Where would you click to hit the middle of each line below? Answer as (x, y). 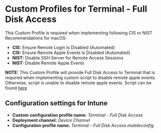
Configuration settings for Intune (56, 103)
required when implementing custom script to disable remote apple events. (81, 77)
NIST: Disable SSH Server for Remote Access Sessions (68, 57)
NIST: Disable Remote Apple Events (48, 63)
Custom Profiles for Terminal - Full (76, 9)
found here (16, 88)
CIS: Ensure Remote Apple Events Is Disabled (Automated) (71, 53)
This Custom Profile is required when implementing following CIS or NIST (79, 33)
